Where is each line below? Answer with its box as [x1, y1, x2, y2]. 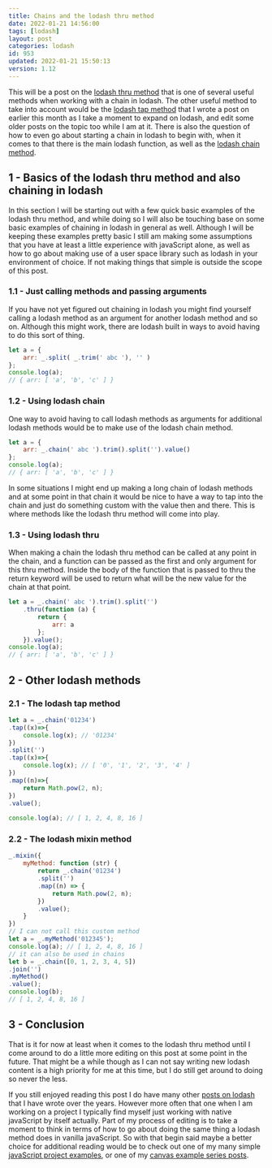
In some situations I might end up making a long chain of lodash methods [8, 482, 253, 492]
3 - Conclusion [8, 1018, 85, 1032]
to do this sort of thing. [8, 330, 85, 340]
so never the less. [8, 1074, 68, 1084]
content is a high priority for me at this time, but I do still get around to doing [8, 1065, 263, 1075]
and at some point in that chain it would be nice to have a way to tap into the [8, 491, 264, 501]
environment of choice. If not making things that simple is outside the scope [8, 257, 262, 266]
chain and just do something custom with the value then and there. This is [8, 500, 256, 510]
